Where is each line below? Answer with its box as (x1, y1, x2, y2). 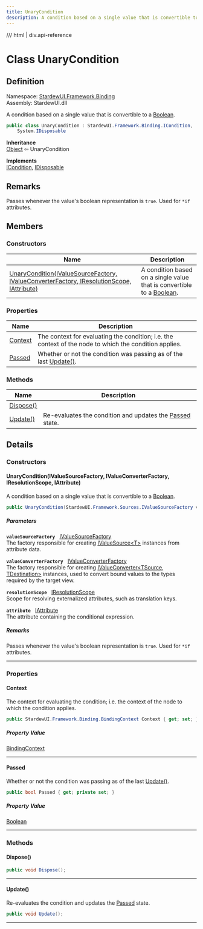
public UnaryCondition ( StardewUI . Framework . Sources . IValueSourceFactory (6, 504, 193, 510)
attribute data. (6, 545, 42, 552)
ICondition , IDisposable (6, 164, 65, 171)
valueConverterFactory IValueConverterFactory (6, 557, 127, 565)
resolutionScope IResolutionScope (6, 588, 95, 595)
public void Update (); (6, 911, 63, 917)
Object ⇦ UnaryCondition (6, 146, 69, 153)
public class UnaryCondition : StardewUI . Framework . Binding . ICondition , (6, 122, 193, 129)
